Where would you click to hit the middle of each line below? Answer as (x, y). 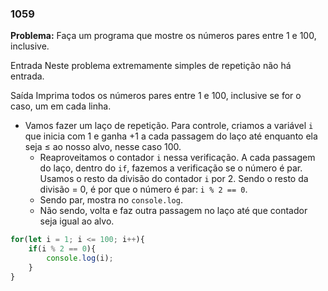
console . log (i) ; (80, 258)
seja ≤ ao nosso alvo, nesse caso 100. (103, 147)
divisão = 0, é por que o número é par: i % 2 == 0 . (143, 189)
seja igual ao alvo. (77, 221)
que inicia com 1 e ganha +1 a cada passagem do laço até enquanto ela (171, 136)
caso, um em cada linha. (61, 106)
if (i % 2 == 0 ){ (62, 249)
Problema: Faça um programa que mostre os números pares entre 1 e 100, (163, 36)
